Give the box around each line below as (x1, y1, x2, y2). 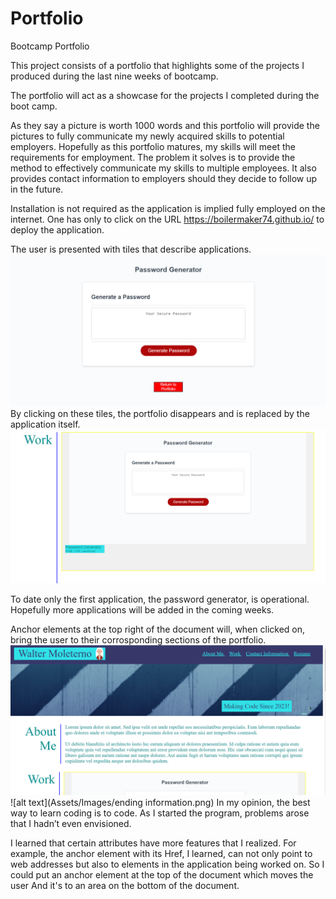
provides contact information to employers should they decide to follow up (10, 172, 318, 184)
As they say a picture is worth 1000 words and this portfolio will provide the (10, 119, 320, 131)
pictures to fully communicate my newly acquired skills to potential (10, 130, 285, 142)
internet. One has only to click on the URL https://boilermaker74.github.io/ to (10, 213, 325, 225)
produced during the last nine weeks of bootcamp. (10, 70, 219, 82)
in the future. (10, 183, 64, 195)
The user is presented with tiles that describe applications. (10, 243, 252, 255)
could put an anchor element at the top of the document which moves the (10, 869, 314, 881)
